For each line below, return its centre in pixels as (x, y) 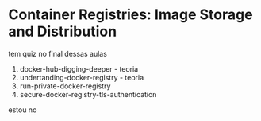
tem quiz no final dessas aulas (58, 53)
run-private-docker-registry (65, 86)
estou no (23, 110)
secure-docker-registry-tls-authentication (88, 94)
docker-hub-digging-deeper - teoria (79, 68)
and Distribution (63, 31)
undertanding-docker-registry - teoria (82, 77)
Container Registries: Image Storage (130, 15)
